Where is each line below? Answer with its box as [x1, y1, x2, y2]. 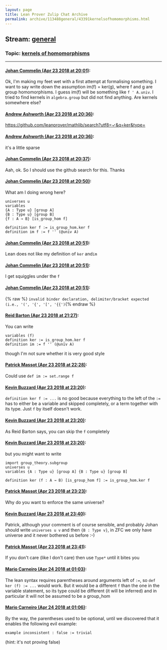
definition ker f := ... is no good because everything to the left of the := [5, 396, 161, 402]
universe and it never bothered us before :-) [5, 532, 95, 538]
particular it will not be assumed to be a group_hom [5, 593, 110, 599]
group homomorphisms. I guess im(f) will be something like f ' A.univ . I [5, 89, 154, 95]
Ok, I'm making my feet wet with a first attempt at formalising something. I [5, 79, 157, 84]
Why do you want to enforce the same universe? [5, 499, 104, 505]
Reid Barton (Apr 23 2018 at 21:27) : [5, 313, 79, 319]
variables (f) [5, 333, 35, 338]
